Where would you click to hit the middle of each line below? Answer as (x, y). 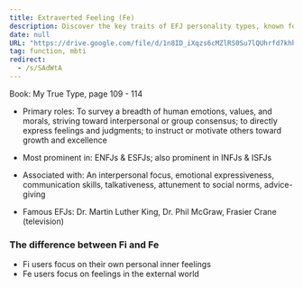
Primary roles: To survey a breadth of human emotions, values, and (147, 111)
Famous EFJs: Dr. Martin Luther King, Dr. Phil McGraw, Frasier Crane (149, 211)
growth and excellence (65, 140)
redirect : (28, 60)
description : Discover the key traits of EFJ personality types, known (147, 26)
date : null (30, 34)
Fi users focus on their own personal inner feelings (117, 265)
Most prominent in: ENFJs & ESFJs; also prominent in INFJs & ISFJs (147, 157)
